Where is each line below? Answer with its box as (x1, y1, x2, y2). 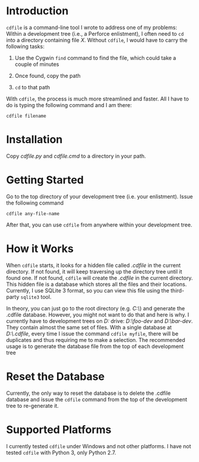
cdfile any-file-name (6, 210, 60, 216)
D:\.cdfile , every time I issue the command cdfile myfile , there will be (6, 330, 179, 337)
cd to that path (14, 83, 50, 90)
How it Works (6, 242, 74, 255)
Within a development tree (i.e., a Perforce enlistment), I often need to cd (6, 30, 184, 37)
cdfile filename (6, 113, 46, 119)
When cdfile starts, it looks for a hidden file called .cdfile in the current (6, 262, 181, 269)
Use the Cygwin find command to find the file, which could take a (14, 54, 176, 61)
